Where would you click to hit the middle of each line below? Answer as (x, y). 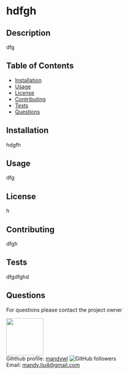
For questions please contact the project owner (64, 310)
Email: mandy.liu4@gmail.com (43, 364)
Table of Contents (40, 66)
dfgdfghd (18, 276)
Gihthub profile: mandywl (37, 359)
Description (28, 33)
